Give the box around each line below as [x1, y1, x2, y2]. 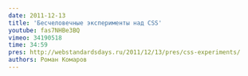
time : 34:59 [8, 41, 48, 49]
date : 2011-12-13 [8, 11, 66, 20]
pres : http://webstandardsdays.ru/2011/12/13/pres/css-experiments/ [8, 48, 241, 56]
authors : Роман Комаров [8, 56, 88, 64]
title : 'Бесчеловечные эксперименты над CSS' [8, 19, 162, 27]
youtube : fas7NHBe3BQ [8, 26, 81, 34]
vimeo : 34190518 [8, 33, 62, 42]
